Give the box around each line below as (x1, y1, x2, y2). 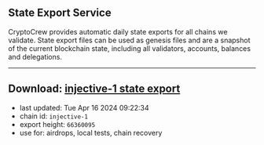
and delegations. (8, 52, 63, 61)
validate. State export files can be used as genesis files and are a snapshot (8, 35, 251, 45)
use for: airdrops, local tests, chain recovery (19, 128, 163, 137)
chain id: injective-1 (19, 111, 89, 121)
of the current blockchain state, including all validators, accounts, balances (8, 43, 251, 53)
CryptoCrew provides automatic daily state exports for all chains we (8, 27, 228, 36)
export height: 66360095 (19, 119, 96, 129)
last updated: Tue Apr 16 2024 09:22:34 (19, 103, 149, 112)
